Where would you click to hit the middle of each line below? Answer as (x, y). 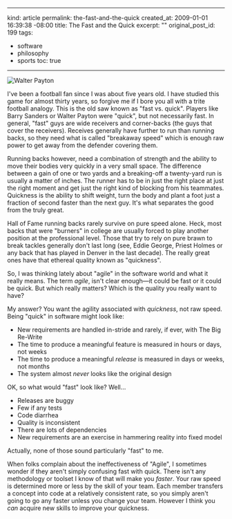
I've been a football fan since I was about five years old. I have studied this (113, 94)
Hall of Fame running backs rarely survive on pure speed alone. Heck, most (115, 223)
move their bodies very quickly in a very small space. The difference (104, 166)
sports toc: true (39, 60)
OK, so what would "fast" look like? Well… (67, 387)
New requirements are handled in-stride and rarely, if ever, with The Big (119, 330)
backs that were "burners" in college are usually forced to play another (108, 231)
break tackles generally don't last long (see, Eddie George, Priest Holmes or (115, 245)
